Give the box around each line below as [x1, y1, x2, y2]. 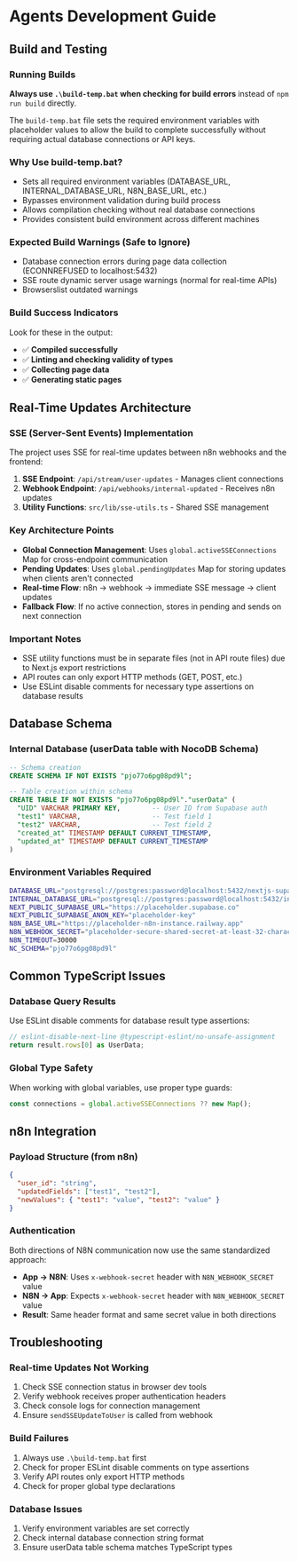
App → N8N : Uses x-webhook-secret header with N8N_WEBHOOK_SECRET [21, 1272, 274, 1282]
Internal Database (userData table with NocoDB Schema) [9, 743, 259, 756]
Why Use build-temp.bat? [9, 155, 123, 168]
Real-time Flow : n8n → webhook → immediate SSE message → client [21, 582, 277, 592]
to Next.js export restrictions [21, 662, 127, 673]
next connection [21, 610, 82, 621]
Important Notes [9, 632, 82, 645]
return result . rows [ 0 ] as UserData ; [9, 1041, 145, 1050]
